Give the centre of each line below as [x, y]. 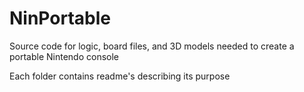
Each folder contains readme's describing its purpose [120, 76]
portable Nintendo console [64, 56]
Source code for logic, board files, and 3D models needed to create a [152, 46]
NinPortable [60, 18]
